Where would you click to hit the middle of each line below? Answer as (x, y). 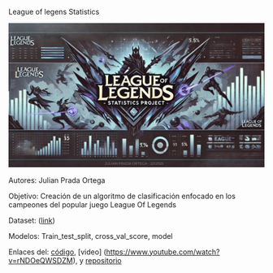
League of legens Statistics (54, 12)
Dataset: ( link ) (32, 220)
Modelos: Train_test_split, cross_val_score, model (91, 236)
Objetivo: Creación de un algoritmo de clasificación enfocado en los (122, 196)
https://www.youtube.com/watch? (163, 252)
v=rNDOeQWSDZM (41, 260)
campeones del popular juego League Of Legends (93, 204)
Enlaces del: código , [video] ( (58, 252)
